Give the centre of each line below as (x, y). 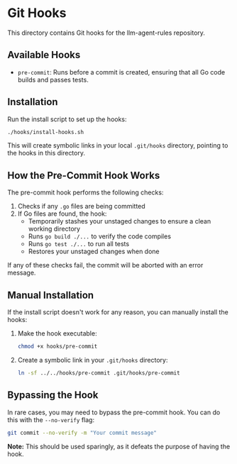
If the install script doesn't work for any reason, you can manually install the (118, 312)
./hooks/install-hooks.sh (45, 132)
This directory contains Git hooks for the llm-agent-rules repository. (106, 33)
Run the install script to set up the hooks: (67, 119)
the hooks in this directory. (46, 153)
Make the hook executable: (57, 333)
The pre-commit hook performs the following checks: (86, 192)
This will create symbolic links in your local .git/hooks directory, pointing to (118, 145)
